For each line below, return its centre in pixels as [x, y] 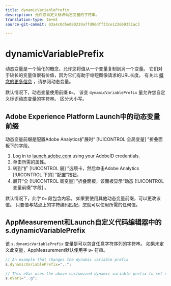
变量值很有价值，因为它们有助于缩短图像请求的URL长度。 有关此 [90, 75]
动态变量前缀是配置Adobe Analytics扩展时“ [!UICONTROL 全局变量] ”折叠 [82, 139]
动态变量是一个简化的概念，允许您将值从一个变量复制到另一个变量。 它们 [82, 69]
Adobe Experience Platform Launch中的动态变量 [83, 116]
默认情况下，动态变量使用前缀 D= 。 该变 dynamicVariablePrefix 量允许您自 [83, 92]
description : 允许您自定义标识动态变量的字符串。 [52, 15]
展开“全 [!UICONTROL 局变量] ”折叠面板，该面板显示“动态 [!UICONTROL [88, 181]
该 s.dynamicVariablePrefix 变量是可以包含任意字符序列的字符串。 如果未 [82, 244]
